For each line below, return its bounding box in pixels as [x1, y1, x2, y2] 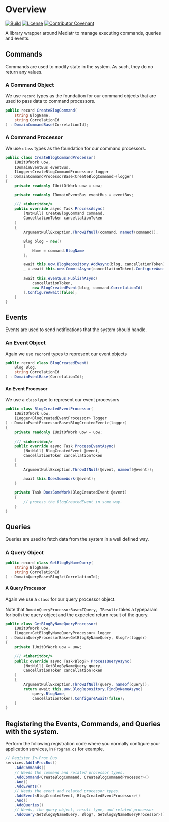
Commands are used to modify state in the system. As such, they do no [5, 63, 153, 69]
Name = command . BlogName [32, 248, 84, 253]
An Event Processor [5, 385, 48, 392]
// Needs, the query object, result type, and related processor [14, 807, 154, 812]
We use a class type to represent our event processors [5, 397, 120, 403]
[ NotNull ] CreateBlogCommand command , [23, 211, 105, 216]
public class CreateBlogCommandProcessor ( [5, 155, 96, 160]
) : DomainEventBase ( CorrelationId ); [5, 374, 84, 379]
